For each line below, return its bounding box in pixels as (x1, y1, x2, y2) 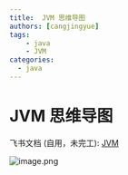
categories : (9, 55, 54, 64)
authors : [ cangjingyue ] (9, 22, 100, 31)
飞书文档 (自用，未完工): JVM (9, 137, 120, 148)
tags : (9, 30, 30, 39)
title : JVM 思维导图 (9, 13, 86, 23)
